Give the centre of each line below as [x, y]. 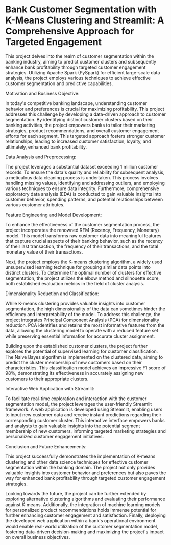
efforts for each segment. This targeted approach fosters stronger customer [86, 136]
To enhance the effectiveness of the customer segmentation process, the [82, 224]
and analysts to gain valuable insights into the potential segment [73, 426]
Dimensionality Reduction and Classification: [52, 294]
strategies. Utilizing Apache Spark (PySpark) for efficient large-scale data [83, 72]
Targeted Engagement [54, 42]
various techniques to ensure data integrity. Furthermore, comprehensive [82, 188]
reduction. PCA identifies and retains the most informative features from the [85, 325]
